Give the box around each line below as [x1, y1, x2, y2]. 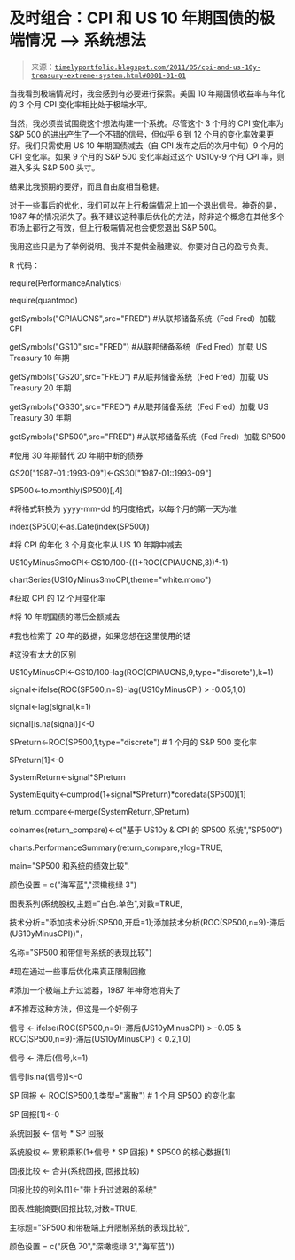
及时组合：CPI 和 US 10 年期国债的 [9, 8, 260, 28]
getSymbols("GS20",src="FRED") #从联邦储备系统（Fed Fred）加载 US [9, 371, 268, 382]
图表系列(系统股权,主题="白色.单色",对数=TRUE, [9, 898, 183, 909]
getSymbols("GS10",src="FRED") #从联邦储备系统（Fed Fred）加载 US [9, 341, 268, 351]
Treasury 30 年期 [9, 412, 72, 422]
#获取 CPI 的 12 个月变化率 [9, 592, 106, 603]
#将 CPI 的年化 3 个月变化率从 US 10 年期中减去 [9, 539, 182, 550]
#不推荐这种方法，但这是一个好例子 [9, 1004, 139, 1014]
